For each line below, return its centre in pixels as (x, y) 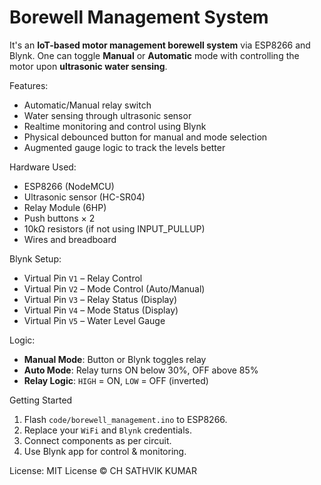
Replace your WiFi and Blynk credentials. (107, 430)
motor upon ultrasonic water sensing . (88, 66)
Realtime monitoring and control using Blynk (115, 126)
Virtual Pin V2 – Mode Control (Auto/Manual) (114, 288)
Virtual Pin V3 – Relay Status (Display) (100, 299)
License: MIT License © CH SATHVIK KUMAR (103, 470)
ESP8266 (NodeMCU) (69, 186)
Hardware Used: (43, 167)
